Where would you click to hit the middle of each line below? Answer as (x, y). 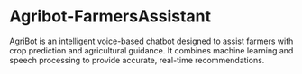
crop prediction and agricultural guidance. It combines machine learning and (151, 50)
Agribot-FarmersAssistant (110, 16)
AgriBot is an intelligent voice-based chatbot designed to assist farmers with (151, 41)
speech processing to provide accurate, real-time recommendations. (137, 60)
